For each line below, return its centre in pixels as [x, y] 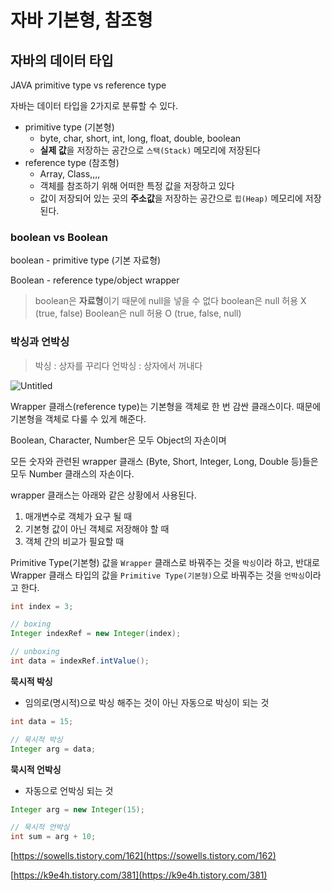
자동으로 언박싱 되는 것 [69, 790]
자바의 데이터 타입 [62, 60]
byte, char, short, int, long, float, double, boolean [140, 138]
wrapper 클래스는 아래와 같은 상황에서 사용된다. [103, 495]
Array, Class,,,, [70, 174]
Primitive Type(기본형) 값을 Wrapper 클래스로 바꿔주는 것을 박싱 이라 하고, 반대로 [165, 562]
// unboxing [35, 652]
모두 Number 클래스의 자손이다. [72, 473]
